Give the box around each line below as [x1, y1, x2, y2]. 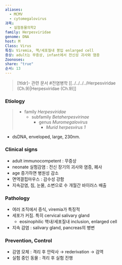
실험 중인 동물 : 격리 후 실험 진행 [12, 255, 73, 261]
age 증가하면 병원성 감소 [12, 170, 59, 176]
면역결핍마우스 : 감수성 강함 [12, 176, 65, 182]
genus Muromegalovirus [38, 119, 88, 125]
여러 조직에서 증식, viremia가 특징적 [12, 206, 80, 212]
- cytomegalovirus [9, 16, 47, 21]
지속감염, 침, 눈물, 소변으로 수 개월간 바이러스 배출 [12, 182, 107, 188]
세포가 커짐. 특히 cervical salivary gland [12, 212, 90, 218]
